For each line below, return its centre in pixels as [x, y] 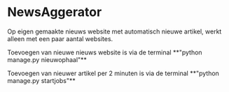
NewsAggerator [55, 12]
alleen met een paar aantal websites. [60, 38]
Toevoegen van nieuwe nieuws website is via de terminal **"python [105, 52]
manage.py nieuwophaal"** [47, 59]
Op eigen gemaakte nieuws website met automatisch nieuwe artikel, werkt [114, 31]
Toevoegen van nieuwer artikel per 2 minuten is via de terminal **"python [113, 73]
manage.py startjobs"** [41, 80]
